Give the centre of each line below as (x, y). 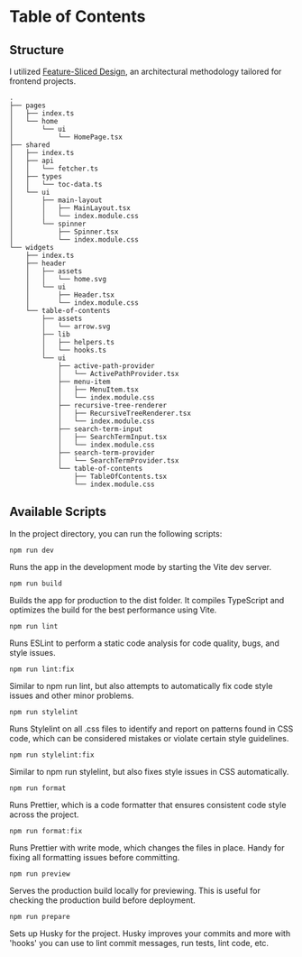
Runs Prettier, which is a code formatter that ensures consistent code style (148, 805)
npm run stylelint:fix (52, 755)
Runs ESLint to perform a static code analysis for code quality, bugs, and (144, 643)
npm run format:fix (46, 831)
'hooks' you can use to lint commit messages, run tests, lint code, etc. (139, 943)
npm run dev (32, 550)
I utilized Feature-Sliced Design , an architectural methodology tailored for (146, 71)
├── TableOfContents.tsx (120, 476)
